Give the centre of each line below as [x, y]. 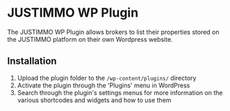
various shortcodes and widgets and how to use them [94, 100]
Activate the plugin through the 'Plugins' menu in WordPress [104, 85]
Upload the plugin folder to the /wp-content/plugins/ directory [107, 78]
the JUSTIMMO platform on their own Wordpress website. [90, 39]
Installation [32, 61]
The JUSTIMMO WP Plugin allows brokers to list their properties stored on [114, 32]
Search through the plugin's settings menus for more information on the [120, 92]
